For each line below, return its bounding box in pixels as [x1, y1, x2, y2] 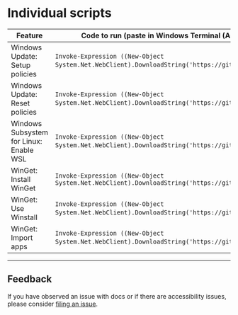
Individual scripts [7, 5, 112, 21]
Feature [16, 30, 43, 40]
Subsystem [11, 127, 48, 137]
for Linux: [11, 136, 42, 146]
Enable [11, 145, 34, 155]
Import [11, 232, 33, 242]
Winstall [11, 212, 38, 222]
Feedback [7, 273, 52, 285]
